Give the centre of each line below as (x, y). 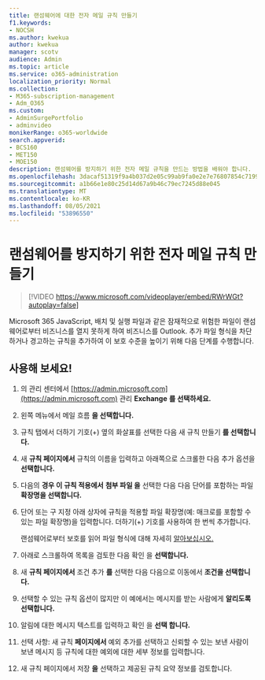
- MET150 (23, 154)
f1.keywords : (30, 23)
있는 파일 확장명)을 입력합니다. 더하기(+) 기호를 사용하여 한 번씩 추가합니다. (135, 522)
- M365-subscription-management (62, 96)
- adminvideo (30, 125)
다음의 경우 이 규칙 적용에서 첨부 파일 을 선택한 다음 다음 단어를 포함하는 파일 (137, 485)
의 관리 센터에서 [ (47, 388)
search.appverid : (37, 140)
